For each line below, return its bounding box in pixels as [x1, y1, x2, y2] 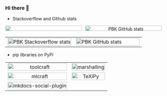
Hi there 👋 [5, 4, 30, 11]
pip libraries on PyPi [12, 52, 54, 58]
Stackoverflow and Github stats [12, 16, 77, 22]
